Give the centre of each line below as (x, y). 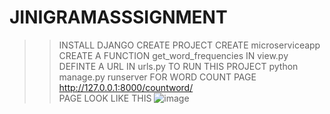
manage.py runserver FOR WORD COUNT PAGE (157, 77)
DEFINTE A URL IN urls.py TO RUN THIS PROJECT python (178, 66)
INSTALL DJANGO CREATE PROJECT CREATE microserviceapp (189, 45)
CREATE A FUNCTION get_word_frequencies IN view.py (173, 55)
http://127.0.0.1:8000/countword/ (126, 87)
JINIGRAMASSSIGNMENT (118, 17)
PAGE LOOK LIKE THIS (105, 98)
